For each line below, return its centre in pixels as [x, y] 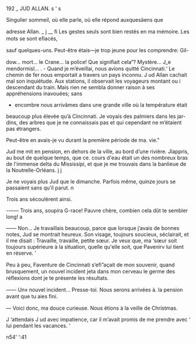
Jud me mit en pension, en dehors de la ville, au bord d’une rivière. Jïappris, [97, 151]
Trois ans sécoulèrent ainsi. [39, 199]
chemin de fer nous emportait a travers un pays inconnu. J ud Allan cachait [97, 75]
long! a [14, 217]
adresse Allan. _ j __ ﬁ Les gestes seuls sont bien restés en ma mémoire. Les [98, 31]
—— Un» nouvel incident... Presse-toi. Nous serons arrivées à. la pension [94, 290]
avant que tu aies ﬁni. [32, 296]
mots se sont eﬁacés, [32, 38]
